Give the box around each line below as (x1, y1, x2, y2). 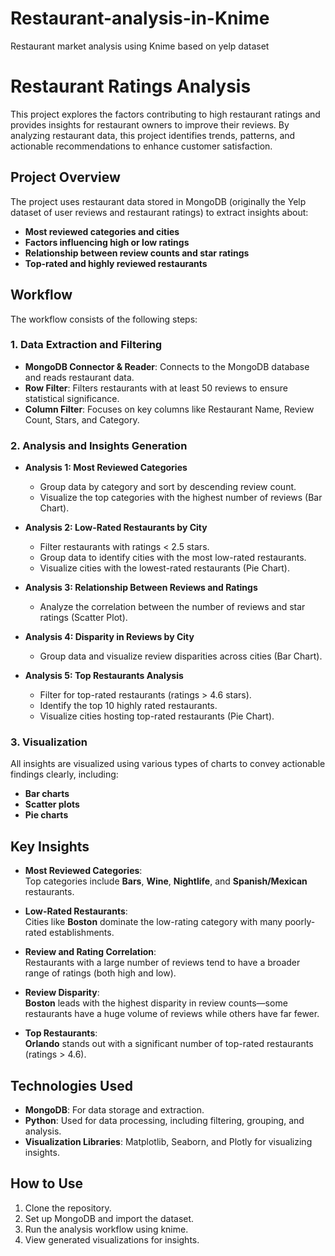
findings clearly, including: (10, 768, 119, 781)
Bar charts (24, 788, 70, 800)
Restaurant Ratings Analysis (10, 75, 252, 98)
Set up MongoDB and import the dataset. (24, 1212, 195, 1224)
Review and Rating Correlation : (24, 946, 157, 958)
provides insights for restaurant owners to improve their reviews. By (10, 118, 290, 131)
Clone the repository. (24, 1202, 112, 1214)
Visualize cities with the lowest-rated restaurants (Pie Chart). (39, 562, 290, 574)
